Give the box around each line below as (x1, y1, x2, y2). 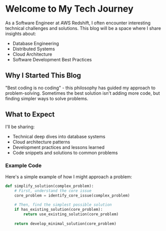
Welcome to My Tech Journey (5, 3, 134, 15)
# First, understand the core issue (14, 188, 92, 193)
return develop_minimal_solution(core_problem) (14, 221, 116, 226)
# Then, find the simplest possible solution (14, 202, 112, 208)
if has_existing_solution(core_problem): (14, 207, 103, 212)
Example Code (5, 162, 42, 169)
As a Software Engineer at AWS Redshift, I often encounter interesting (5, 20, 151, 26)
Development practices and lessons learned (12, 144, 105, 150)
